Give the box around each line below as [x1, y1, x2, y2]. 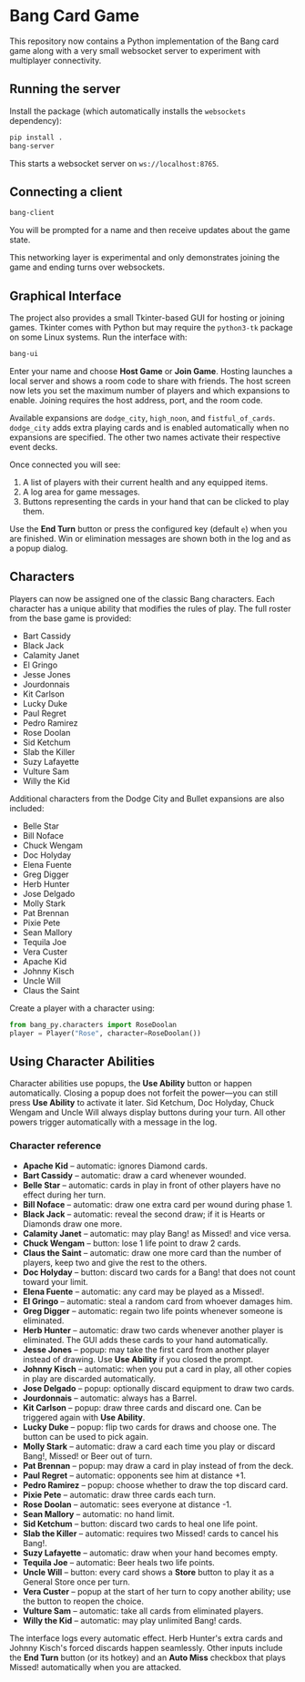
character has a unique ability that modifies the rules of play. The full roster [9, 603, 291, 614]
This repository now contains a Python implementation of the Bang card [9, 36, 280, 46]
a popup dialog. [9, 543, 68, 554]
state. [9, 234, 31, 246]
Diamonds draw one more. [22, 1218, 123, 1229]
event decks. [9, 441, 58, 452]
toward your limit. [22, 1276, 88, 1287]
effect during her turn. [22, 1189, 107, 1200]
